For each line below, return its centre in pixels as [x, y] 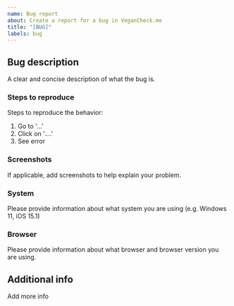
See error [31, 141]
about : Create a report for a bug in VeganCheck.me [85, 20]
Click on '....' [35, 134]
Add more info [28, 296]
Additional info [41, 279]
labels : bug [25, 33]
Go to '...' [30, 126]
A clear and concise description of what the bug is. [81, 79]
